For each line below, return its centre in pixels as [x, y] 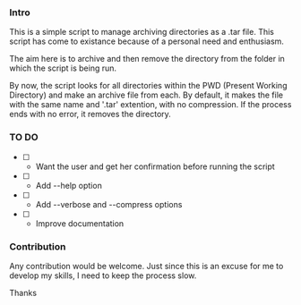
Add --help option [69, 185]
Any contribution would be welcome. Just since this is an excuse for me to [146, 266]
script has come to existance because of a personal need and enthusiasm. [147, 41]
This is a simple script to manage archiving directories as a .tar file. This [142, 32]
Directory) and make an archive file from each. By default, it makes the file [146, 95]
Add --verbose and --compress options [109, 204]
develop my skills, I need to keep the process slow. [103, 275]
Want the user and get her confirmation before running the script [155, 166]
